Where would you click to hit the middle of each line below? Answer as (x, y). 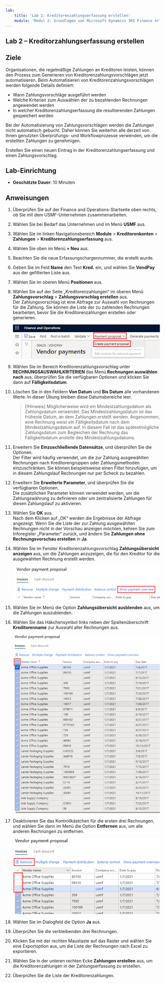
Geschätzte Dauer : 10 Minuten (44, 182)
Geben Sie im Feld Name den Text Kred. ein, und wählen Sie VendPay (83, 267)
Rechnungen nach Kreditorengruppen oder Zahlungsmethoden (76, 462)
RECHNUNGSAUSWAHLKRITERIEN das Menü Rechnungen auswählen (85, 372)
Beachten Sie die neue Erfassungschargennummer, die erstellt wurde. (83, 258)
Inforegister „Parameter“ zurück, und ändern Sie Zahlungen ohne (79, 533)
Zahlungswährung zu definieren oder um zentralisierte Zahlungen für (82, 498)
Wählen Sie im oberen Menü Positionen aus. (58, 282)
